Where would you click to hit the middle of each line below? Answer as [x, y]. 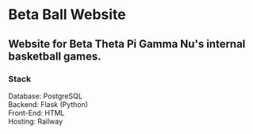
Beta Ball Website [67, 15]
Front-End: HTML [36, 113]
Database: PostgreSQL [46, 96]
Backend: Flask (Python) [48, 104]
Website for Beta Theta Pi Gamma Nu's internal [127, 44]
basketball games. [55, 56]
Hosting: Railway [36, 121]
